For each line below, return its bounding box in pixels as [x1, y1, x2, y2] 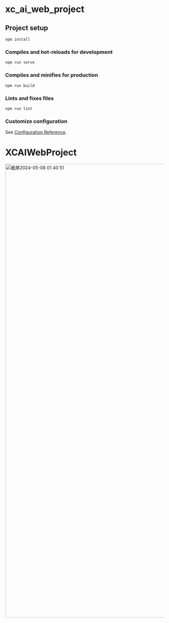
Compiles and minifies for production [5, 72, 98, 79]
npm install [5, 37, 30, 42]
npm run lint [5, 106, 33, 111]
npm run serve [5, 60, 35, 65]
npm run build [5, 83, 35, 88]
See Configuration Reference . [5, 129, 67, 135]
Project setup [5, 24, 49, 32]
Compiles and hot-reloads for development [5, 48, 113, 55]
